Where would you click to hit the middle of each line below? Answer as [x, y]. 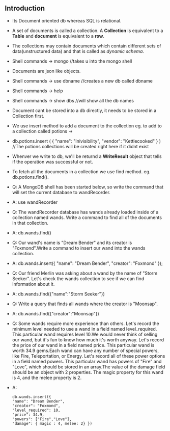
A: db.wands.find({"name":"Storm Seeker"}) [58, 294]
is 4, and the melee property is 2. [47, 378]
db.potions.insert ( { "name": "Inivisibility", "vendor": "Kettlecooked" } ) [87, 141]
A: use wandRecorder [35, 202]
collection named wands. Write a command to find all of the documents [87, 217]
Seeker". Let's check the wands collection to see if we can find [78, 278]
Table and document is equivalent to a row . [58, 36]
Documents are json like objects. [46, 71]
